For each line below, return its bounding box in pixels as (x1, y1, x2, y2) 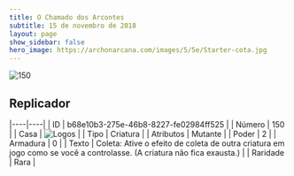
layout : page (9, 29, 58, 38)
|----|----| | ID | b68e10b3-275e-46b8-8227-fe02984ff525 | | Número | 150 (9, 119, 285, 129)
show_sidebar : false (9, 37, 86, 47)
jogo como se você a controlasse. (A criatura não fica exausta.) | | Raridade (9, 147, 285, 157)
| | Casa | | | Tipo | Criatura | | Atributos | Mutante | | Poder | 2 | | (9, 128, 277, 139)
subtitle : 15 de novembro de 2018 (9, 21, 137, 30)
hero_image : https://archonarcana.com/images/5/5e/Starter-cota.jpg (9, 46, 267, 55)
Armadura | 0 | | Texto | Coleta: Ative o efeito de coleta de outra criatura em (9, 138, 285, 149)
